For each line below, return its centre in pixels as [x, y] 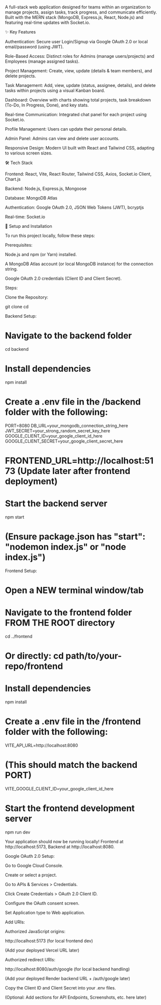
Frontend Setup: [21, 571]
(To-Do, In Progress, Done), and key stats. [47, 105]
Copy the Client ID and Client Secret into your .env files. [60, 988]
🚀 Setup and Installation [29, 226]
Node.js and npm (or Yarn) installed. [41, 254]
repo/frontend [34, 666]
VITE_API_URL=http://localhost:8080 [42, 746]
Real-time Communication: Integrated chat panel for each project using [76, 114]
